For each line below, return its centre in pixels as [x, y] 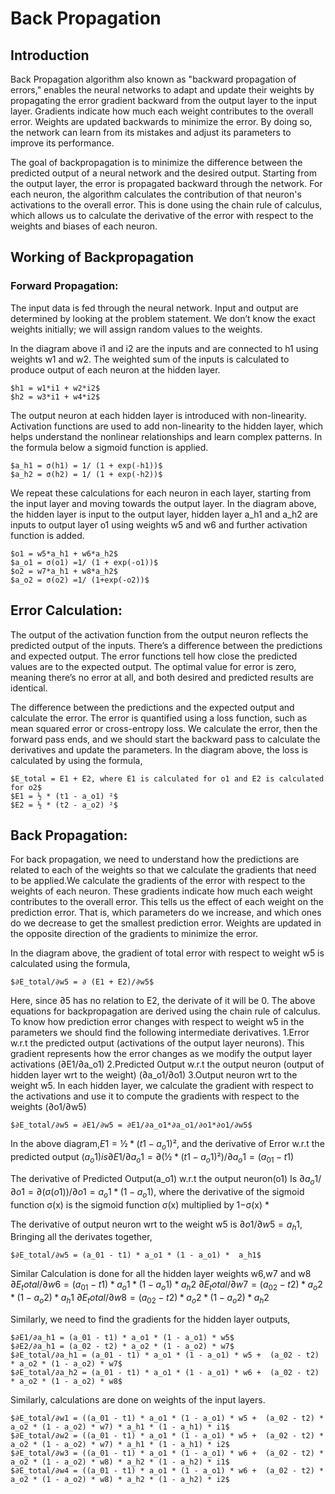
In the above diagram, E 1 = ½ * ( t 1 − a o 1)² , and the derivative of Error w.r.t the [167, 1145]
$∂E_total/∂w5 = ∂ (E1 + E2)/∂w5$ [82, 982]
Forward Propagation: [64, 286]
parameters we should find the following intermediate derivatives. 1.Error [160, 1033]
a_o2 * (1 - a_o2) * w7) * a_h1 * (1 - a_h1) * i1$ [120, 1427]
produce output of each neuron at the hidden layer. [115, 369]
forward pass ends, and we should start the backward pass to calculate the [165, 739]
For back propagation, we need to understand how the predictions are [155, 859]
